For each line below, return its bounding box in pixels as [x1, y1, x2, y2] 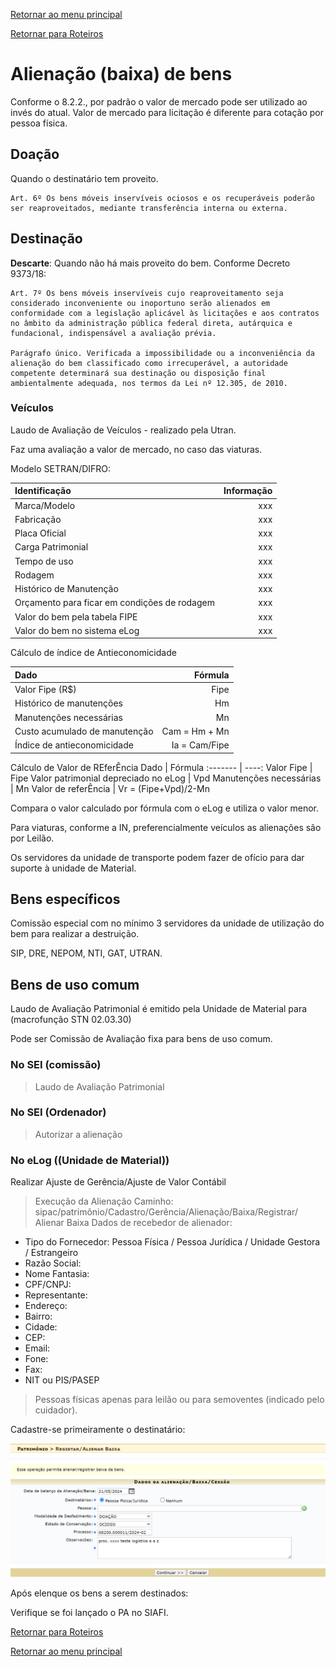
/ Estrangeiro [24, 1247, 79, 1259]
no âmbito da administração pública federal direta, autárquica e [10, 318, 293, 328]
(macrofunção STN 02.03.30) [10, 1014, 132, 1026]
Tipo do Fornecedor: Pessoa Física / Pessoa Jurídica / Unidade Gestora [24, 1236, 321, 1248]
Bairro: [24, 1310, 53, 1323]
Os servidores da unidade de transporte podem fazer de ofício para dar [10, 851, 305, 863]
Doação [10, 146, 60, 163]
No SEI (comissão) [10, 1058, 102, 1072]
